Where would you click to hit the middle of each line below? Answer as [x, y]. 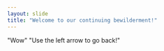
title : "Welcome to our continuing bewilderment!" [82, 20]
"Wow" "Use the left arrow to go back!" [64, 40]
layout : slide [28, 14]
